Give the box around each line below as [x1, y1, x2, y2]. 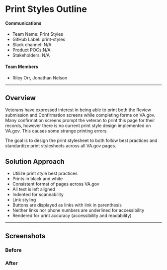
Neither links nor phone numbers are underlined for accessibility [12, 207, 145, 213]
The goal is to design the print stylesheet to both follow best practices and [5, 137, 158, 143]
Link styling [12, 197, 36, 203]
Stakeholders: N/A [12, 52, 50, 58]
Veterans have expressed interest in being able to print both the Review [5, 107, 152, 113]
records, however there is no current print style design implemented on [5, 123, 151, 129]
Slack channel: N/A [12, 42, 52, 48]
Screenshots [5, 232, 46, 240]
